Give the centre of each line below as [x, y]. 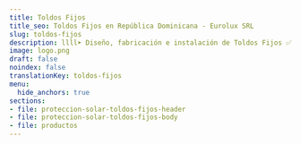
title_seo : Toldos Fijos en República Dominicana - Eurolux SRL [132, 26]
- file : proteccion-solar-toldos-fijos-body [94, 117]
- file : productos [43, 126]
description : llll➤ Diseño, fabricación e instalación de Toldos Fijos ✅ [151, 42]
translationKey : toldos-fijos [66, 76]
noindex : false [38, 68]
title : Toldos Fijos [48, 17]
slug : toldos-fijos [46, 34]
